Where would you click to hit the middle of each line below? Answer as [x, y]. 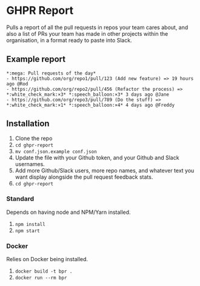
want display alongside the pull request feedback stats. [84, 177]
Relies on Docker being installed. [47, 259]
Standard [20, 199]
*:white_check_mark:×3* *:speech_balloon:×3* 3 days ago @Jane [88, 95]
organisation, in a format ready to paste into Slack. [69, 40]
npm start [28, 231]
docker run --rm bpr [41, 278]
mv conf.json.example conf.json [56, 151]
